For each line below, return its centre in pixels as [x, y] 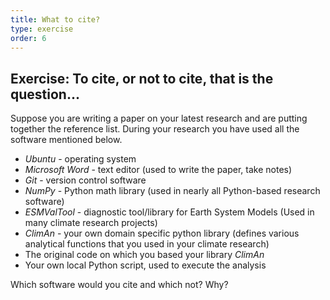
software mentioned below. [66, 140]
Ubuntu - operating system [80, 159]
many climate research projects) [91, 223]
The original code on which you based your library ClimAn [144, 255]
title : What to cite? [55, 19]
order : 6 [28, 38]
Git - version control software [85, 180]
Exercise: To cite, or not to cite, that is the [142, 78]
